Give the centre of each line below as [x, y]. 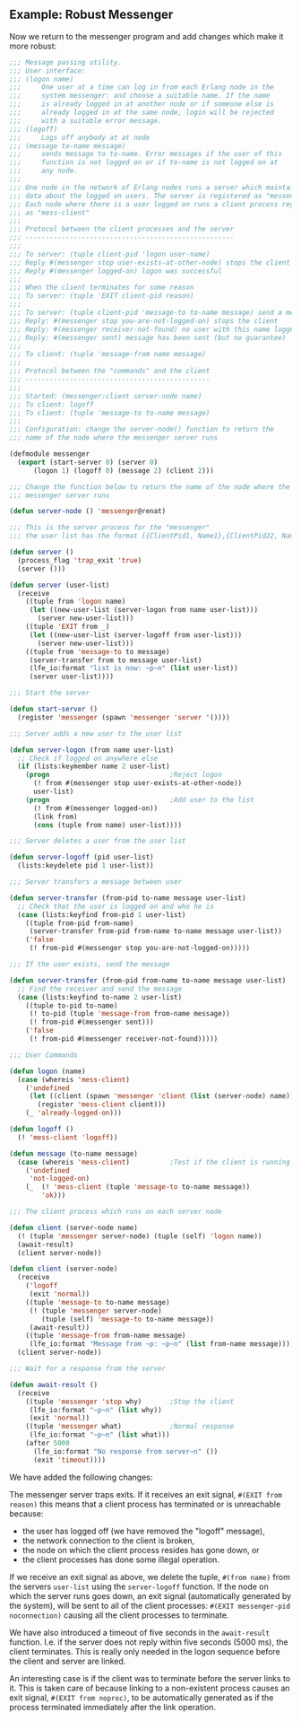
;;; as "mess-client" [50, 213]
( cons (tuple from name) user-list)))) [107, 825]
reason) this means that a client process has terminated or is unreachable [145, 1504]
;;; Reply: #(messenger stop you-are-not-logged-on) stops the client [144, 321]
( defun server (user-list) [60, 585]
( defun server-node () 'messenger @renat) [88, 511]
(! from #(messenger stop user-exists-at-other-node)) [138, 783]
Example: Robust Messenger [91, 15]
